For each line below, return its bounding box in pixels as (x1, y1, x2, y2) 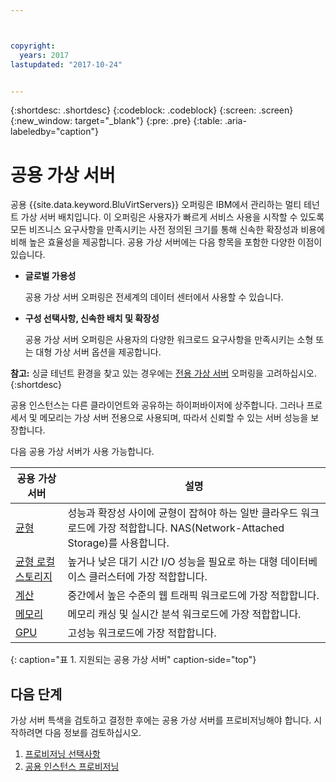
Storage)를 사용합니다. (67, 536, 170, 550)
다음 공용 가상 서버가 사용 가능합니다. (10, 446, 155, 458)
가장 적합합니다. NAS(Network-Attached (97, 521, 285, 535)
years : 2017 (19, 50, 70, 60)
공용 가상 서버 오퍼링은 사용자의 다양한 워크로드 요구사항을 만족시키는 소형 (24, 334, 314, 346)
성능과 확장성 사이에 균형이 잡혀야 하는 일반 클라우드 (67, 506, 299, 520)
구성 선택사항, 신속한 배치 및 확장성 (24, 312, 160, 325)
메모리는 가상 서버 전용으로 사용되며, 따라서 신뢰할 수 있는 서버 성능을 (39, 412, 309, 424)
